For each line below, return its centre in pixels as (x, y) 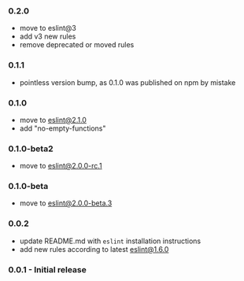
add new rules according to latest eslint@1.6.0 (94, 249)
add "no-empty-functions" (63, 128)
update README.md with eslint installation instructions (110, 241)
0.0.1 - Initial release (47, 269)
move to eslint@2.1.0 (53, 120)
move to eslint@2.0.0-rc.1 (61, 166)
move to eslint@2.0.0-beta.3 (66, 203)
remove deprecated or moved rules (77, 45)
